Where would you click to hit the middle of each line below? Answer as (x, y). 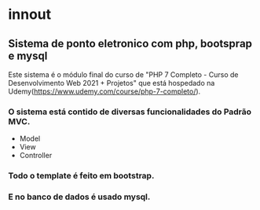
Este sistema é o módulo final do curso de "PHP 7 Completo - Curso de (123, 75)
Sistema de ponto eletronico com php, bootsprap (130, 44)
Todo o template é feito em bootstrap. (81, 176)
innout (30, 15)
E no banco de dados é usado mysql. (79, 197)
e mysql (28, 55)
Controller (36, 156)
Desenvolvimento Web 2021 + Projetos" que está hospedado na (112, 83)
